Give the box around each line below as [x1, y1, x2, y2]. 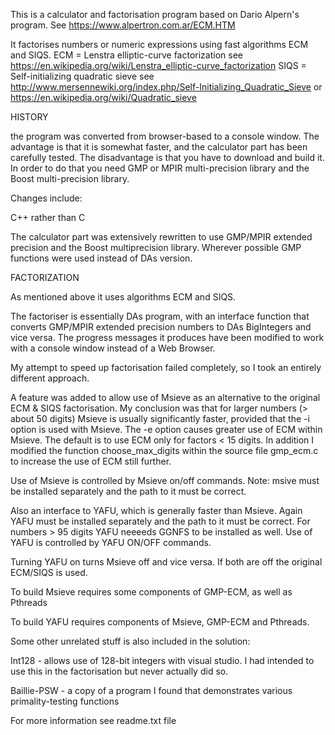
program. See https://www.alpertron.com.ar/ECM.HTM [10, 19, 236, 31]
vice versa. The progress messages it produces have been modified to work [10, 332, 325, 343]
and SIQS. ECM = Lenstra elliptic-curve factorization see [10, 49, 243, 61]
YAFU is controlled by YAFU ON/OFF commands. [10, 537, 212, 548]
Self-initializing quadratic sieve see [10, 70, 155, 82]
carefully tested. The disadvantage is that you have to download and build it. [10, 152, 325, 163]
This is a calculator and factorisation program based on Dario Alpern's [10, 9, 300, 20]
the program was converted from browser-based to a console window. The [10, 130, 320, 142]
